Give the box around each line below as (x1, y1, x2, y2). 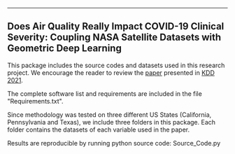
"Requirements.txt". (7, 97, 64, 105)
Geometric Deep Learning (7, 43, 122, 55)
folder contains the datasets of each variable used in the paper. (7, 125, 190, 134)
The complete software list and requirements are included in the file (7, 89, 203, 98)
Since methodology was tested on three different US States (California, (7, 110, 212, 119)
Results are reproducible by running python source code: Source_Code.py (7, 139, 221, 147)
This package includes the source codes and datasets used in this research (7, 61, 225, 69)
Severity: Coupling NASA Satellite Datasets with (7, 31, 222, 43)
